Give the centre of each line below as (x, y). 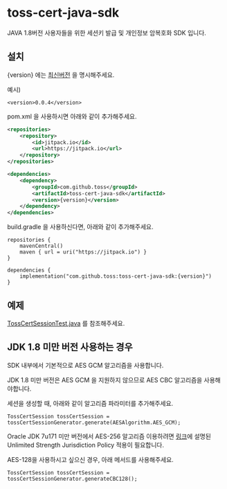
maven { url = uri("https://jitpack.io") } (83, 252)
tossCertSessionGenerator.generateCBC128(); (72, 479)
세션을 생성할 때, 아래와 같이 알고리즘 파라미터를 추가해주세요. (90, 403)
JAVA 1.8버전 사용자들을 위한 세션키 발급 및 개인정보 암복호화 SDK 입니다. (107, 33)
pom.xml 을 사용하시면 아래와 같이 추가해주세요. (72, 116)
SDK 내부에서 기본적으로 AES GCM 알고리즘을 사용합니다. (85, 365)
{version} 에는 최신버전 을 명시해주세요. (61, 75)
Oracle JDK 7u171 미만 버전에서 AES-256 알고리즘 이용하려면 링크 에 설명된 (109, 436)
